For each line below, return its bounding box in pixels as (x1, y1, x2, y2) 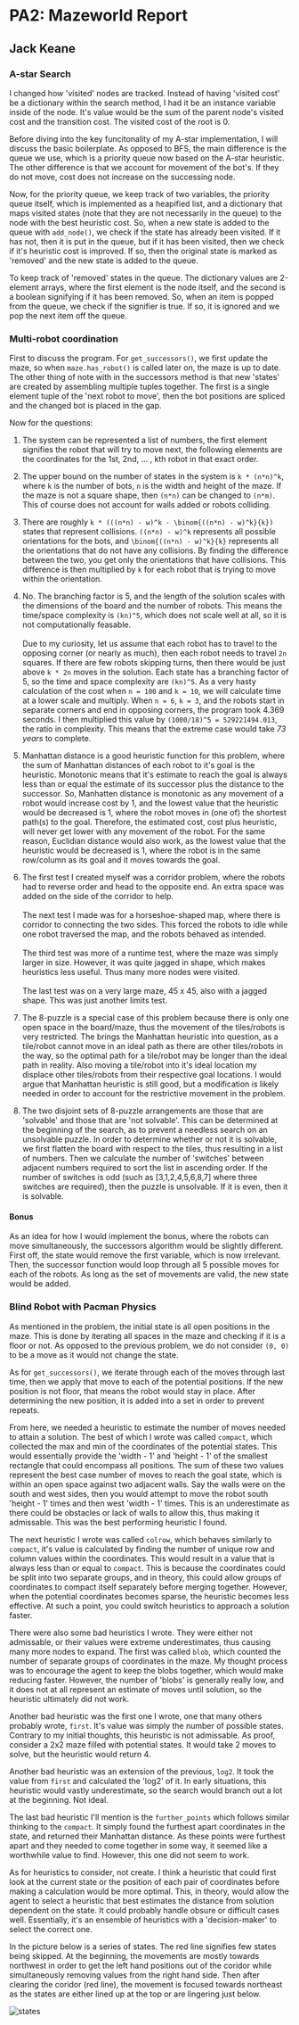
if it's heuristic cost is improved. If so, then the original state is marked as (9, 245, 278, 256)
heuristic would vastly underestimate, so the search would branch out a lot (9, 1785, 283, 1796)
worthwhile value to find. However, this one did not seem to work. (9, 1849, 250, 1860)
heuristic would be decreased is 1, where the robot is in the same (21, 845, 261, 856)
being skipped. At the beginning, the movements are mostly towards (9, 1950, 260, 1961)
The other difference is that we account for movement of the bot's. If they (9, 161, 279, 172)
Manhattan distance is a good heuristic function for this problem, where (21, 750, 286, 761)
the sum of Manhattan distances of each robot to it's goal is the (21, 760, 255, 771)
